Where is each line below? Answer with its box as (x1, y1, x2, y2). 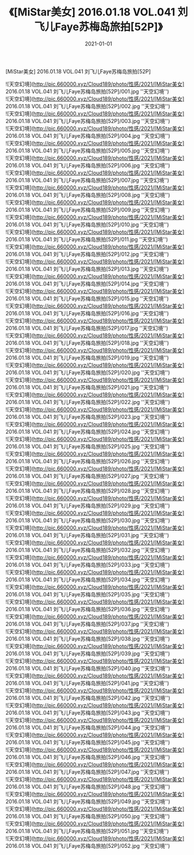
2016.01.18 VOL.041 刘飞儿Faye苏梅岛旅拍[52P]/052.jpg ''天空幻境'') (5, 842, 170, 849)
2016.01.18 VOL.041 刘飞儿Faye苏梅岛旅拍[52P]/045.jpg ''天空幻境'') (5, 738, 170, 746)
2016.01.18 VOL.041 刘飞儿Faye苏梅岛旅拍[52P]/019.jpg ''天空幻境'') (5, 354, 169, 361)
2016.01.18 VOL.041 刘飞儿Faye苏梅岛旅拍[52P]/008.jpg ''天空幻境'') (5, 191, 170, 198)
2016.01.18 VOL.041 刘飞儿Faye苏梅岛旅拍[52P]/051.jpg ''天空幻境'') (5, 827, 169, 834)
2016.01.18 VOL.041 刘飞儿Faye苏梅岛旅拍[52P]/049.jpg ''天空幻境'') (5, 798, 170, 805)
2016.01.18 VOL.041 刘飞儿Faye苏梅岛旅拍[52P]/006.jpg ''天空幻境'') (5, 162, 170, 169)
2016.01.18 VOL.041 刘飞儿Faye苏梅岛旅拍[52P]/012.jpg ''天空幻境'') (5, 250, 169, 257)
